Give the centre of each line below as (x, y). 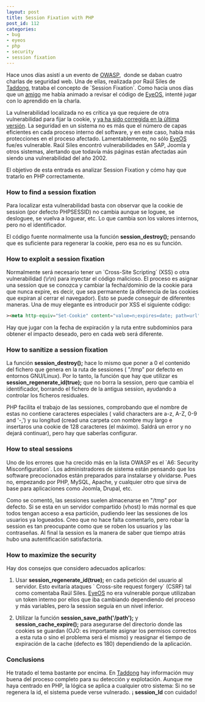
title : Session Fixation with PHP (50, 18)
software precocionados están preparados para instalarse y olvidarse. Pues (102, 475)
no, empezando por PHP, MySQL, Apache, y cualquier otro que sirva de (96, 482)
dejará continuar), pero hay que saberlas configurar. (72, 433)
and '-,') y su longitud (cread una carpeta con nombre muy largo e (89, 420)
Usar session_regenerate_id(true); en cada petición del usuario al (99, 580)
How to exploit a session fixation (56, 259)
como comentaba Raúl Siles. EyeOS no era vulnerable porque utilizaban (105, 593)
